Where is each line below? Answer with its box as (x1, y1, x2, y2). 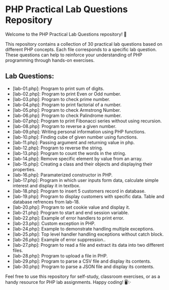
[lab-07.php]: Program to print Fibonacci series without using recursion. (12, 118, 162, 124)
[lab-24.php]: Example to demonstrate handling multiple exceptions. (12, 225, 154, 232)
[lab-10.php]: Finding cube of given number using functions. (12, 134, 138, 140)
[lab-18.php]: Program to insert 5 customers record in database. (12, 188, 146, 194)
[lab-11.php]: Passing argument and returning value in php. (12, 139, 135, 145)
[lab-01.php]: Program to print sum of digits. (12, 85, 105, 91)
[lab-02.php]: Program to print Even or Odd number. (12, 90, 121, 97)
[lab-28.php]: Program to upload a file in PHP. (12, 252, 108, 259)
